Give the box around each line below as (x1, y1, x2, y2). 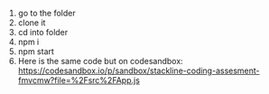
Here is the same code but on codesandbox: (17, 56, 183, 66)
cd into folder (17, 27, 69, 37)
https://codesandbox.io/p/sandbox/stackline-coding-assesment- (17, 65, 260, 76)
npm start (17, 46, 54, 57)
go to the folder (17, 8, 77, 18)
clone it (17, 17, 46, 28)
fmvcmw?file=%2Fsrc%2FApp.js (17, 75, 140, 85)
